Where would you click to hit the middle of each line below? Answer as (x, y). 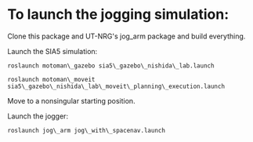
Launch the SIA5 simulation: (52, 51)
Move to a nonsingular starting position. (71, 100)
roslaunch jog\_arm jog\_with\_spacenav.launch (87, 130)
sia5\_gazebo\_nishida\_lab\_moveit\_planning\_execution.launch (116, 86)
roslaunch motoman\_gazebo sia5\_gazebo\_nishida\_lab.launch (111, 66)
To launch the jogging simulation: (118, 15)
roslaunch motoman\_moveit (51, 79)
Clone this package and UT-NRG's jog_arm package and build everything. (127, 36)
